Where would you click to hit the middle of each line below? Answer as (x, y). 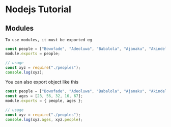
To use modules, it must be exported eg (49, 40)
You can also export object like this (42, 82)
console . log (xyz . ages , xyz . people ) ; (44, 119)
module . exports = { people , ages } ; (44, 101)
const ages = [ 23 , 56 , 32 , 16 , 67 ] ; (44, 96)
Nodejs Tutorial (38, 9)
